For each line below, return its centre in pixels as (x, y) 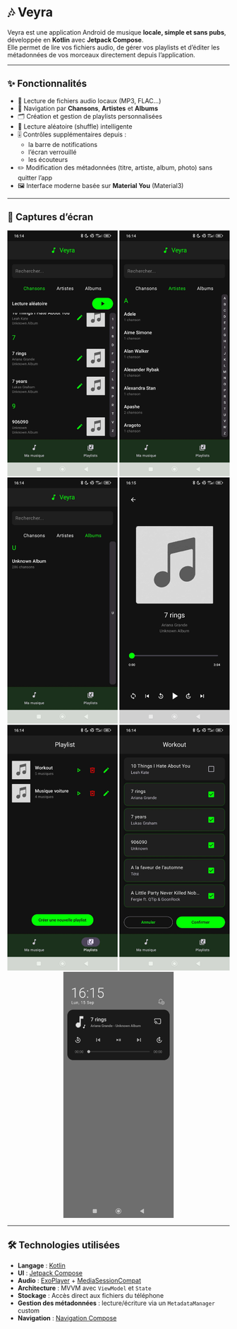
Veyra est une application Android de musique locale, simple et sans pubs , (117, 32)
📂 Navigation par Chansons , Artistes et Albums (88, 108)
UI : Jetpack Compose (50, 1273)
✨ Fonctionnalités (47, 84)
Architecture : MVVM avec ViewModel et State (84, 1288)
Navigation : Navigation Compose (67, 1318)
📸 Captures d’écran (50, 217)
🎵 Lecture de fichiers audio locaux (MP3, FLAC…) (89, 100)
